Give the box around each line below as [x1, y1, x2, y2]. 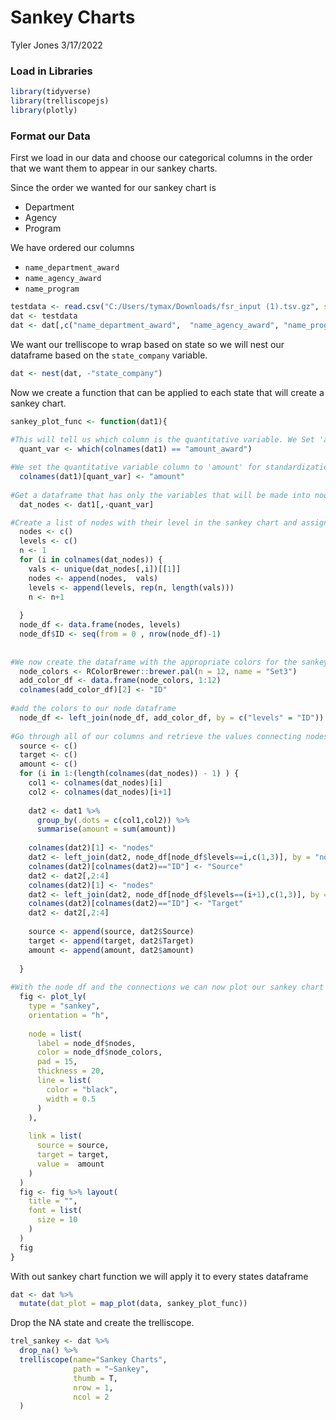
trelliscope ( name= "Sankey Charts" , [19, 1355, 168, 1365]
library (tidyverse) [10, 87, 92, 97]
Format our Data [10, 129, 91, 143]
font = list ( [28, 1206, 83, 1216]
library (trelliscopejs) [10, 96, 110, 106]
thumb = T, [73, 1373, 118, 1383]
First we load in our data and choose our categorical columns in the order [10, 152, 313, 164]
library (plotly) [10, 105, 78, 115]
